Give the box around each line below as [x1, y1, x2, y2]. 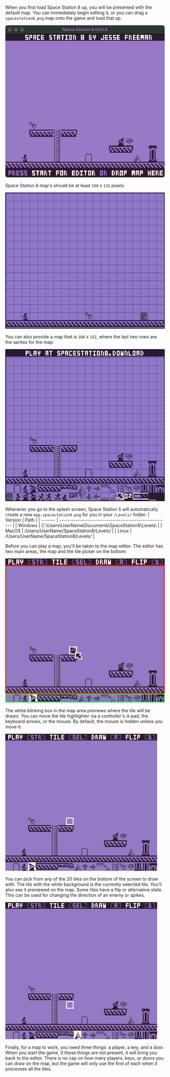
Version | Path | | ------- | [5, 517, 58, 523]
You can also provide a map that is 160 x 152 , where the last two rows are [5, 334, 157, 340]
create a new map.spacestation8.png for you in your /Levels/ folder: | [5, 512, 150, 518]
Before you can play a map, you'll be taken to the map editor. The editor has [5, 543, 163, 549]
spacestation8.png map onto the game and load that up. [5, 15, 122, 21]
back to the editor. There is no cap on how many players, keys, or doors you [5, 1055, 164, 1061]
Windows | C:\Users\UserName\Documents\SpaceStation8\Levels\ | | [18, 523, 162, 529]
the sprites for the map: [5, 339, 54, 345]
